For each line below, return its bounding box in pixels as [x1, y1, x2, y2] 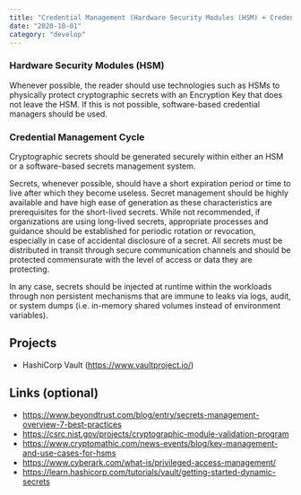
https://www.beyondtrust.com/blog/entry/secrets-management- [21, 409, 260, 420]
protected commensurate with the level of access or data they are [9, 254, 253, 265]
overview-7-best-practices [21, 419, 123, 430]
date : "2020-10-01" [9, 22, 82, 30]
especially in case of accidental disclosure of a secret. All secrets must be [9, 235, 283, 246]
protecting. [9, 264, 50, 274]
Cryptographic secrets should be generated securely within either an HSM [9, 151, 284, 161]
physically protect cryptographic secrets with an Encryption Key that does [9, 89, 283, 100]
